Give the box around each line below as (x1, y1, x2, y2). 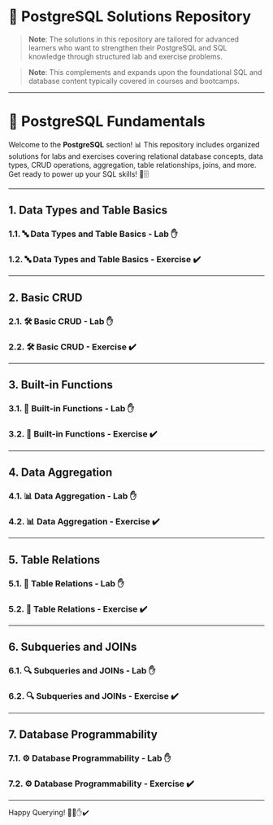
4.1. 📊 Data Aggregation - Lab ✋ (8, 490, 137, 502)
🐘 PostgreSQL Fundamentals (8, 112, 206, 131)
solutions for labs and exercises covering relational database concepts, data (8, 151, 264, 161)
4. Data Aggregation (8, 466, 113, 480)
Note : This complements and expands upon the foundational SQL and (28, 67, 262, 77)
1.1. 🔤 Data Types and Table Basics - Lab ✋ (8, 228, 178, 239)
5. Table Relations (8, 553, 101, 567)
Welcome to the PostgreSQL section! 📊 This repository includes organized (8, 139, 260, 149)
